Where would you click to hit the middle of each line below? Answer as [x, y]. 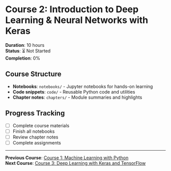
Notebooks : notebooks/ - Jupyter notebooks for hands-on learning [83, 86]
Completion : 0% [23, 58]
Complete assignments [37, 142]
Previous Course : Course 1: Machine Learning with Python [67, 158]
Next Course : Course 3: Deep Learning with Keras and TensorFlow [76, 163]
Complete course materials [41, 125]
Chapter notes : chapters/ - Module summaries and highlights [77, 97]
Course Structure [34, 74]
